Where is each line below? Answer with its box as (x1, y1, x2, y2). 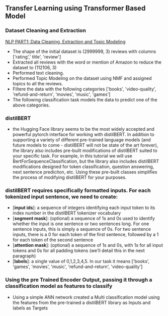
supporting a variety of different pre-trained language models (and (12, 136, 151, 143)
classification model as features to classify (5, 283, 113, 290)
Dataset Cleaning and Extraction (5, 27, 87, 34)
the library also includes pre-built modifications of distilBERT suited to (12, 147, 157, 153)
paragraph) (12, 253, 36, 259)
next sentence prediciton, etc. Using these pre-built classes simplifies (12, 169, 157, 175)
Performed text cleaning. (12, 70, 64, 76)
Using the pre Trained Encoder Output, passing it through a (5, 276, 152, 283)
